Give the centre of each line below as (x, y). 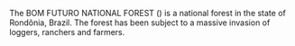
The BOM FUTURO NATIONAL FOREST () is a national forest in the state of (147, 13)
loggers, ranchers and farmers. (67, 32)
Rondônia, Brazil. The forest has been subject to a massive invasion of (140, 23)
